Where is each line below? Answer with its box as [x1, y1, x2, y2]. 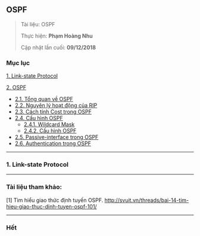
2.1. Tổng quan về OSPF [14, 96, 73, 103]
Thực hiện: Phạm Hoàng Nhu [20, 32, 93, 39]
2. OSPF [6, 84, 27, 91]
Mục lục [6, 59, 30, 67]
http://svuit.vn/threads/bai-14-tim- [104, 197, 189, 204]
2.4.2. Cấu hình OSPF [23, 127, 77, 134]
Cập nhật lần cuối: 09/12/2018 [20, 44, 96, 51]
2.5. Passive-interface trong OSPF [14, 134, 99, 141]
